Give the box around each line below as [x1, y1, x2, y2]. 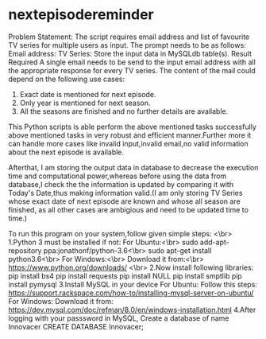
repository [8, 245, 42, 255]
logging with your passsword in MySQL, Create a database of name [8, 313, 229, 323]
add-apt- [199, 237, 229, 247]
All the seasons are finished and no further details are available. [19, 106, 229, 116]
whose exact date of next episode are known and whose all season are [8, 197, 241, 206]
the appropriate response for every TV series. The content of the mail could [8, 65, 256, 75]
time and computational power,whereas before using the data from [8, 171, 227, 181]
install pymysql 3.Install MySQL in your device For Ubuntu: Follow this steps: [8, 279, 258, 289]
